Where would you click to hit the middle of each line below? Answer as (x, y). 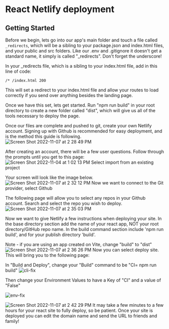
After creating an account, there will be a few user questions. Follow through (85, 152)
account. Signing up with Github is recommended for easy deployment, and (84, 131)
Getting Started (30, 28)
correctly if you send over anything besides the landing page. (69, 95)
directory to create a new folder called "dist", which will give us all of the (80, 110)
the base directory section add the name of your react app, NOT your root (82, 224)
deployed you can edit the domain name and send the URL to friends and (81, 316)
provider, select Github (29, 188)
